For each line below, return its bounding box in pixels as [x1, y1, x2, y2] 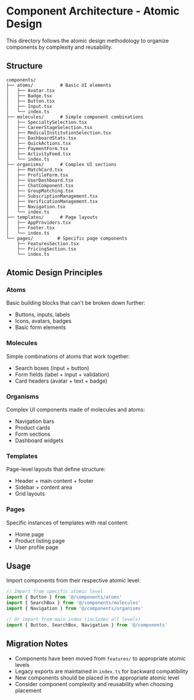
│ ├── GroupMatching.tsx [6, 188, 74, 194]
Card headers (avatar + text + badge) [14, 377, 108, 384]
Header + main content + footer [14, 477, 94, 485]
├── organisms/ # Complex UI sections [6, 161, 117, 167]
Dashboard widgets [14, 437, 64, 444]
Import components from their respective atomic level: [6, 577, 141, 584]
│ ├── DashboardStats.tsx [6, 135, 77, 141]
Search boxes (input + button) [14, 364, 89, 372]
